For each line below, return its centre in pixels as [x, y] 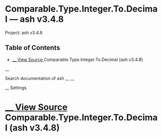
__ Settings [16, 88]
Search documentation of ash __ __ [40, 78]
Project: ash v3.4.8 [24, 32]
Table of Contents [33, 48]
